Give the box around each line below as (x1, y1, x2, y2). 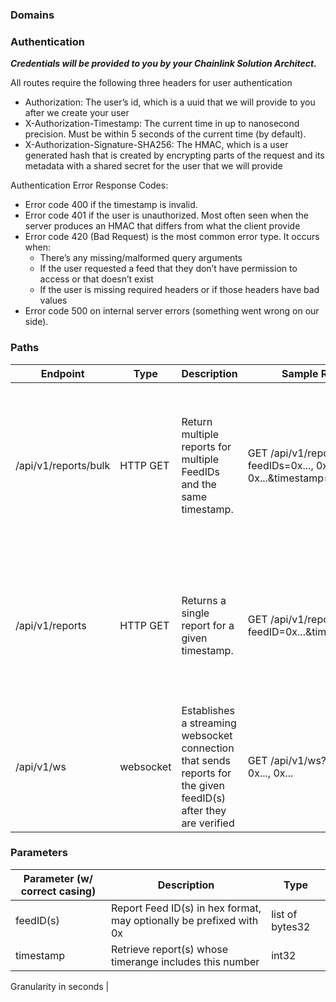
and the (181, 477, 217, 491)
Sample (281, 366, 319, 380)
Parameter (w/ (23, 871, 94, 885)
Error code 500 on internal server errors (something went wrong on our (24, 305, 320, 317)
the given (181, 778, 225, 792)
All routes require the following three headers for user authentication (10, 77, 293, 89)
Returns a (181, 593, 227, 607)
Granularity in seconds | (10, 980, 110, 992)
